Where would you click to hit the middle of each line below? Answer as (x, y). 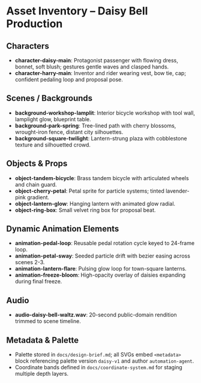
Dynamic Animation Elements (63, 229)
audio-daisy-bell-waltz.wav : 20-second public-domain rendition (96, 315)
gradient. (38, 197)
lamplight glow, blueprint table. (53, 119)
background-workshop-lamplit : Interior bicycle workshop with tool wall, (105, 113)
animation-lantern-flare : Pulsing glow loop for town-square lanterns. (101, 269)
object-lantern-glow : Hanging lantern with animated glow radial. (95, 204)
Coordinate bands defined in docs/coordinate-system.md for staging (99, 367)
